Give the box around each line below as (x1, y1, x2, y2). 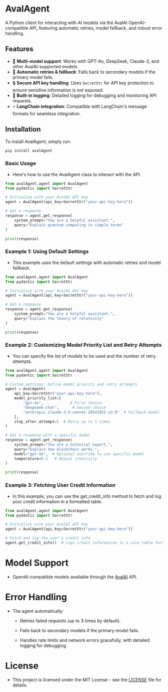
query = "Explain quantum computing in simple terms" (14, 222, 124, 227)
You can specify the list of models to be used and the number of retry (12, 353, 156, 359)
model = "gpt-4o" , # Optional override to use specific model (14, 451, 144, 457)
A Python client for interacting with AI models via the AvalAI (5, 20, 127, 26)
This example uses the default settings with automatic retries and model (12, 259, 161, 265)
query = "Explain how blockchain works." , (14, 447, 99, 452)
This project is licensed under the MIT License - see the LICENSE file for (12, 676, 161, 682)
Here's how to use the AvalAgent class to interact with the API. (12, 171, 141, 177)
